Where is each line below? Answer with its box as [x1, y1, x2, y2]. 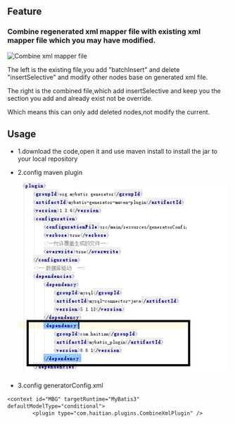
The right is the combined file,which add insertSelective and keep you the [7, 86, 221, 95]
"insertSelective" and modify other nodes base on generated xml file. [7, 73, 208, 81]
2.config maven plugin [17, 168, 83, 176]
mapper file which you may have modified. [7, 35, 156, 45]
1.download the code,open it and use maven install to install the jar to [17, 147, 218, 155]
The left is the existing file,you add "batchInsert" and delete [7, 65, 180, 73]
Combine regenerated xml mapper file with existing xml [7, 27, 201, 37]
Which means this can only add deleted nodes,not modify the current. [7, 107, 210, 116]
